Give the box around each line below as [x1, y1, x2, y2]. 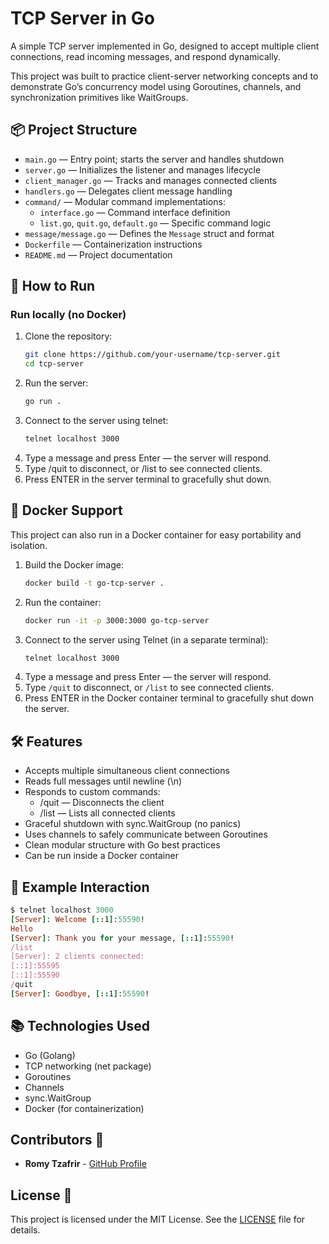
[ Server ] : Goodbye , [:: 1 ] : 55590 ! [10, 988, 150, 999]
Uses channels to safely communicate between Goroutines [24, 828, 268, 841]
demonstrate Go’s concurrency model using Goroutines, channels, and [10, 80, 302, 92]
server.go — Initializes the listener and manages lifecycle [24, 163, 262, 176]
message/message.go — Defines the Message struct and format [24, 227, 275, 239]
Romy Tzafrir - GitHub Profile [24, 1158, 147, 1170]
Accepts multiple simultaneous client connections [24, 765, 230, 777]
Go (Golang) [24, 1049, 76, 1061]
